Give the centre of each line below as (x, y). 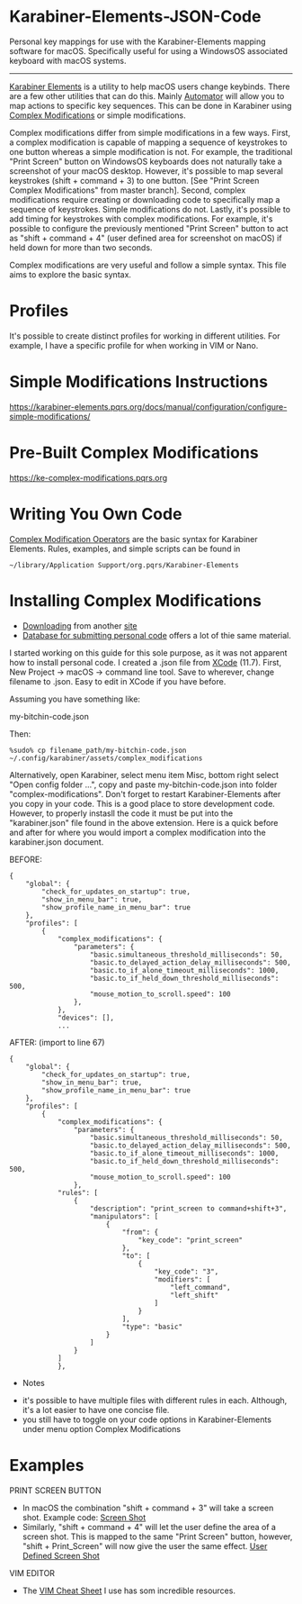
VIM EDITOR (32, 1572)
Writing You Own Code (96, 514)
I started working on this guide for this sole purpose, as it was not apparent (148, 652)
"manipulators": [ (124, 1216)
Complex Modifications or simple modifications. (98, 115)
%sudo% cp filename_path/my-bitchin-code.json (98, 750)
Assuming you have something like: (75, 699)
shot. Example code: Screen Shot (84, 1517)
